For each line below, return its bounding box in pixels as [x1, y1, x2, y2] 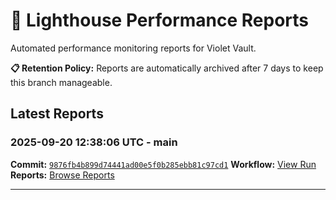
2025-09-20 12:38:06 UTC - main [10, 135, 178, 149]
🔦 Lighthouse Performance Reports [10, 9, 310, 32]
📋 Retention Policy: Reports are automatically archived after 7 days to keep [10, 62, 324, 74]
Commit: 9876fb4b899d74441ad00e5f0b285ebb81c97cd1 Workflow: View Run [10, 158, 317, 170]
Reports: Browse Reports [10, 169, 115, 181]
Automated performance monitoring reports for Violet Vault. [10, 42, 257, 54]
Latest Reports [10, 105, 104, 123]
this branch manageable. [10, 76, 113, 88]
